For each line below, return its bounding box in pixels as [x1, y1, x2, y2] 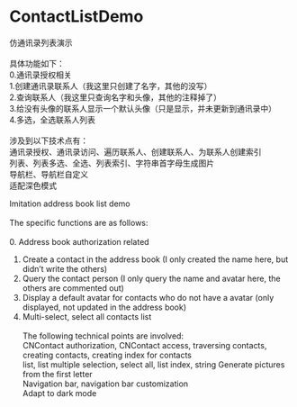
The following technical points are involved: [22, 330, 184, 341]
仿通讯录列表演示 [9, 37, 73, 48]
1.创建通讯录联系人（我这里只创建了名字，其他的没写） [9, 80, 212, 91]
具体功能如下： [9, 58, 65, 68]
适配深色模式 [9, 180, 57, 191]
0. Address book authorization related [9, 236, 150, 247]
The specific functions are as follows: [9, 217, 148, 228]
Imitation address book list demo [9, 198, 130, 209]
